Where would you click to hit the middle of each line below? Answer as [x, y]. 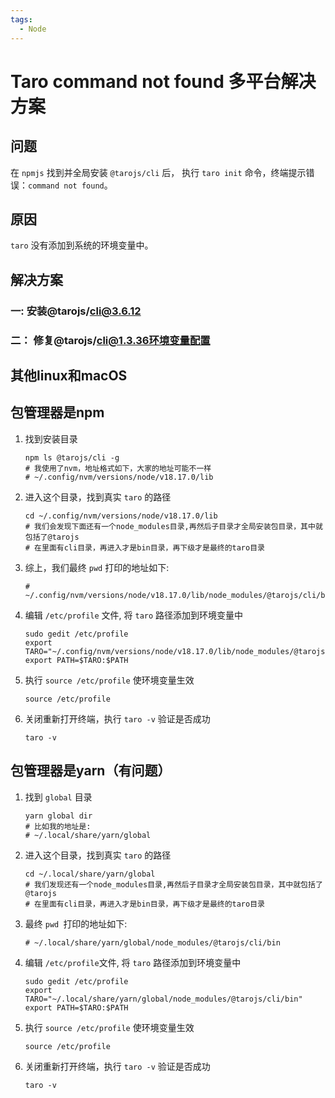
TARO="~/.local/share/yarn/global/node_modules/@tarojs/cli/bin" [163, 999]
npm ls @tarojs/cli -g [72, 457]
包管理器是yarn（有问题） [91, 771]
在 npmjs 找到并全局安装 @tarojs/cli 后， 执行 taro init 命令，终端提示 [158, 172]
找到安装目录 [51, 438]
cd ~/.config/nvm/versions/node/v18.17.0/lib [121, 516]
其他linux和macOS [69, 375]
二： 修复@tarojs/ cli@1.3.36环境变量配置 [110, 340]
